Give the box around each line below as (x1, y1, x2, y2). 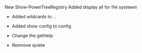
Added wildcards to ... (11, 14, 57, 19)
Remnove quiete (11, 42, 46, 48)
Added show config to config (11, 23, 71, 29)
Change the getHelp (11, 33, 53, 38)
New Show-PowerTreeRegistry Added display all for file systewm (4, 4, 137, 10)
